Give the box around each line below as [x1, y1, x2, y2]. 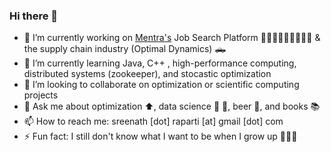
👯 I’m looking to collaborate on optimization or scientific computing [23, 79, 300, 91]
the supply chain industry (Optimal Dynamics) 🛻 [23, 43, 227, 55]
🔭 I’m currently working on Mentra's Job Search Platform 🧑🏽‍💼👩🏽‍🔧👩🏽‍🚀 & [23, 32, 321, 44]
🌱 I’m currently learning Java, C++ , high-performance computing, [23, 57, 297, 69]
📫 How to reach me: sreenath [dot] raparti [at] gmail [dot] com [23, 115, 284, 128]
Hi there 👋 [9, 9, 59, 23]
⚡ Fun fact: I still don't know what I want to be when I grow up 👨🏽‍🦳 [23, 130, 298, 143]
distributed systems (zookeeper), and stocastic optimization [23, 68, 272, 80]
